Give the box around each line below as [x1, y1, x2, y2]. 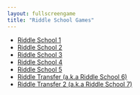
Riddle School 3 [17, 50, 62, 59]
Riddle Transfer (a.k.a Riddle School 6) [17, 72, 128, 80]
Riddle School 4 [17, 58, 63, 66]
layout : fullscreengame [7, 10, 76, 17]
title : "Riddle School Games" [7, 17, 95, 24]
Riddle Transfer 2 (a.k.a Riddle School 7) [17, 80, 133, 88]
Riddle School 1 [17, 35, 61, 44]
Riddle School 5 [17, 65, 62, 74]
